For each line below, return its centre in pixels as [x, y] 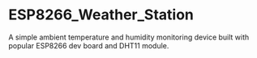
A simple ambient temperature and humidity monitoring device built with [129, 37]
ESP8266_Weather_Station [101, 15]
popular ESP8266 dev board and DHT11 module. [89, 45]
